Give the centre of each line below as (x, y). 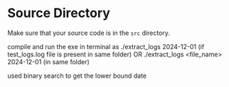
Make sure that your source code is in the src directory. (89, 33)
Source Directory (59, 13)
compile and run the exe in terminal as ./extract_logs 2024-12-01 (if (106, 46)
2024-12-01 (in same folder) (49, 61)
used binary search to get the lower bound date (77, 76)
